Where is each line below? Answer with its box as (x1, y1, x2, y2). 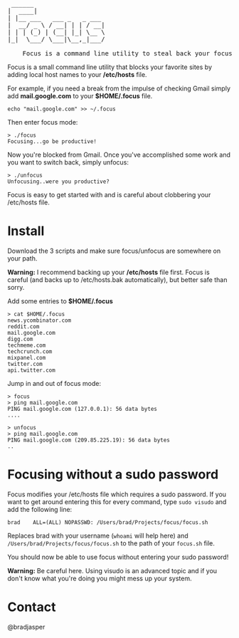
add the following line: (7, 505, 73, 513)
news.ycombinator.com (7, 317, 72, 324)
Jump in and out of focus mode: (7, 379, 102, 387)
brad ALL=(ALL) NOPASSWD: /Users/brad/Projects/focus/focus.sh (7, 518, 208, 526)
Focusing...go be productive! (7, 138, 97, 145)
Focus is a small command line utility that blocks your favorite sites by (7, 63, 212, 71)
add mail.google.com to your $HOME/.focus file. (7, 92, 153, 100)
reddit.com (7, 323, 40, 330)
